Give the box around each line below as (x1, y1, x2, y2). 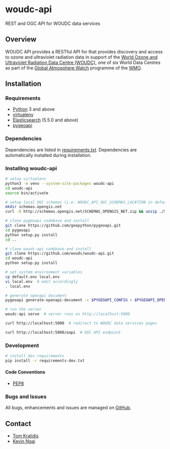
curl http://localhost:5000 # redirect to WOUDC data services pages (5, 321, 157, 326)
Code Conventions (5, 369, 46, 375)
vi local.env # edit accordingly (5, 279, 78, 284)
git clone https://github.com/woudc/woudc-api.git (5, 251, 114, 256)
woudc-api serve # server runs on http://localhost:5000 (5, 311, 130, 317)
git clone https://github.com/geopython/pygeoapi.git (5, 223, 121, 228)
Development (5, 342, 39, 349)
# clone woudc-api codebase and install (5, 246, 92, 251)
